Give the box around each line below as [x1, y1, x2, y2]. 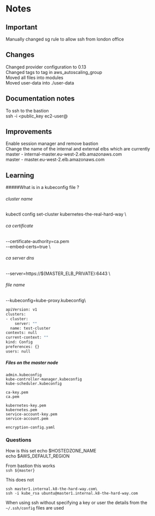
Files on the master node [5, 359, 58, 365]
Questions [5, 436, 31, 443]
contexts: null [5, 330, 37, 335]
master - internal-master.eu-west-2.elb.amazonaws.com [5, 151, 122, 157]
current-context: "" [5, 335, 49, 340]
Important [5, 23, 37, 31]
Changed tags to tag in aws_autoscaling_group [5, 69, 102, 75]
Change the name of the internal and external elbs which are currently [5, 146, 150, 152]
